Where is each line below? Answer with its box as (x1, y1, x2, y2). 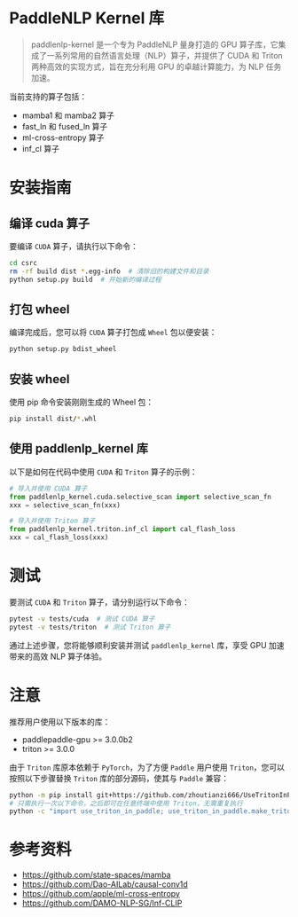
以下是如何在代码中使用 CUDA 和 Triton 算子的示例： (9, 466, 198, 477)
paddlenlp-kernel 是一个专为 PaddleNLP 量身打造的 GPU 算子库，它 (30, 39, 278, 50)
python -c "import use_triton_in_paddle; (9, 807, 165, 816)
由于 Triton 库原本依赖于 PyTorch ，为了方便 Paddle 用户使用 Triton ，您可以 (9, 762, 286, 772)
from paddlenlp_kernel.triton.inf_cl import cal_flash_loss (9, 525, 237, 534)
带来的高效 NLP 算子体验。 (9, 651, 107, 662)
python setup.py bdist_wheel (9, 345, 117, 354)
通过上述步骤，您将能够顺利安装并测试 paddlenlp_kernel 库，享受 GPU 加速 (9, 639, 286, 650)
